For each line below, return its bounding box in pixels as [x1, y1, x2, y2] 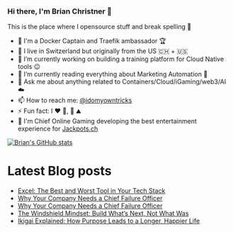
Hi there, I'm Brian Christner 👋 [7, 6, 112, 16]
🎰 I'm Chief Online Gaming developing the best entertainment [17, 117, 197, 126]
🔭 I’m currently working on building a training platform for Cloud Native [17, 55, 225, 63]
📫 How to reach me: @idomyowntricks [17, 96, 132, 105]
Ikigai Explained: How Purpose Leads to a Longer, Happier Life [17, 216, 200, 226]
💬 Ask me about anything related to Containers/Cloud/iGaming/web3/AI [17, 77, 227, 86]
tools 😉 [17, 62, 41, 71]
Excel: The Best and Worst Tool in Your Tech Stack [17, 187, 166, 195]
